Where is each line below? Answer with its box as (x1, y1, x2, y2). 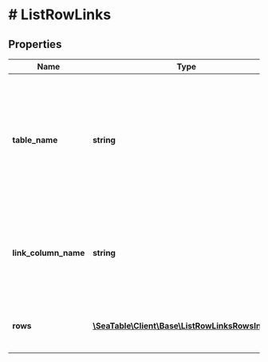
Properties (8, 38, 62, 51)
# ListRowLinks (8, 6, 112, 24)
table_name (12, 134, 58, 145)
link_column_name (12, 248, 85, 258)
